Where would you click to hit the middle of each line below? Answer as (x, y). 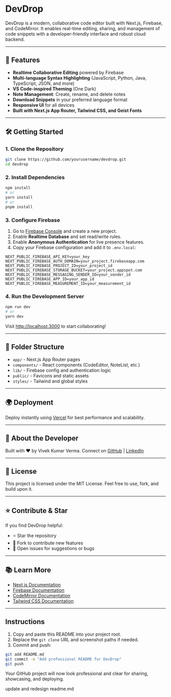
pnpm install (19, 207)
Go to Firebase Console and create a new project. (65, 231)
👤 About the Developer (42, 438)
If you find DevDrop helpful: (34, 525)
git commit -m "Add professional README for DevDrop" (64, 659)
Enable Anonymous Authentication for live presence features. (78, 242)
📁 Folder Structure (35, 347)
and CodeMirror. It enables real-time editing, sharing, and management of (83, 28)
